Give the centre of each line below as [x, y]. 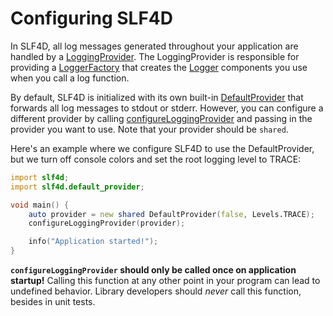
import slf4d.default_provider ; [77, 187]
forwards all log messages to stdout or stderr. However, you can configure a [167, 108]
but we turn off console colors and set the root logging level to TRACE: [156, 159]
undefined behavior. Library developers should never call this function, [156, 291]
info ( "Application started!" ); [93, 242]
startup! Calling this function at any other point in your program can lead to [165, 281]
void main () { [40, 205]
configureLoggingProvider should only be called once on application [153, 270]
